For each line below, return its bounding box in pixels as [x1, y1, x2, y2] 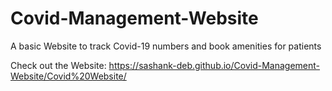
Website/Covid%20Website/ [10, 70, 127, 82]
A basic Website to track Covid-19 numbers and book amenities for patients [10, 40, 322, 52]
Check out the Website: [10, 59, 107, 71]
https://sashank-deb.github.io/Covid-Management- [108, 59, 321, 71]
